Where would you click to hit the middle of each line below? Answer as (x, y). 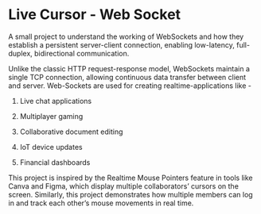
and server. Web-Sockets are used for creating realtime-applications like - (130, 86)
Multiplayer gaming (51, 116)
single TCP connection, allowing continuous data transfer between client (127, 77)
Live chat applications (56, 101)
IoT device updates (51, 147)
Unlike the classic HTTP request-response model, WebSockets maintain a (129, 68)
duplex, (21, 53)
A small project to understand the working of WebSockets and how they (126, 36)
